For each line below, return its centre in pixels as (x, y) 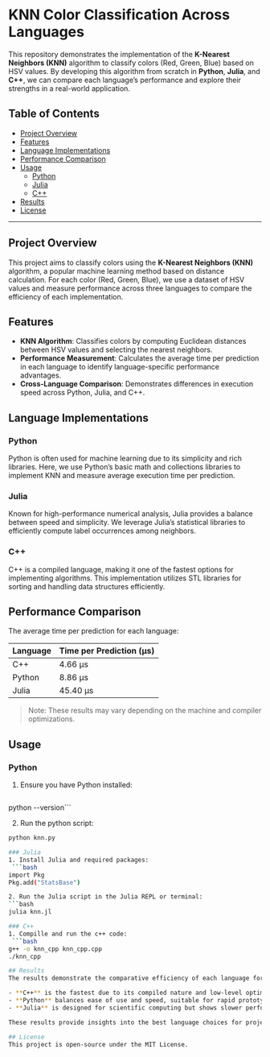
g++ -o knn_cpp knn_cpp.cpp (55, 949)
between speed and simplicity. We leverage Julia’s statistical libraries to (127, 522)
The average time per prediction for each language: (94, 631)
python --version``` (40, 807)
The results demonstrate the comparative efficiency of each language (129, 979)
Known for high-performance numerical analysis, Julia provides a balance (131, 514)
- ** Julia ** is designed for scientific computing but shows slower (125, 1008)
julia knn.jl (30, 912)
